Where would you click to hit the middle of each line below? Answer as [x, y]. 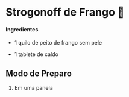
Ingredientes [22, 29]
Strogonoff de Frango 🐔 [65, 12]
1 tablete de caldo [36, 54]
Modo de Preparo [39, 73]
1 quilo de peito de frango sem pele [58, 43]
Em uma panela [34, 88]
